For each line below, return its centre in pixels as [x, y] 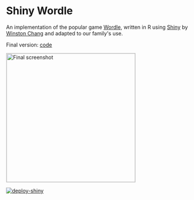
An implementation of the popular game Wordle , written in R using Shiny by [97, 27]
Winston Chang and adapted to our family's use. [65, 33]
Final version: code [29, 45]
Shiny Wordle [40, 11]
